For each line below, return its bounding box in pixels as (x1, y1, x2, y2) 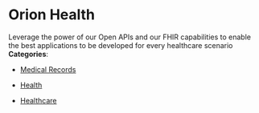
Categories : (8, 49, 49, 59)
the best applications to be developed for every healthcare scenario (8, 40, 233, 50)
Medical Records (19, 64, 76, 74)
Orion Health (8, 6, 95, 24)
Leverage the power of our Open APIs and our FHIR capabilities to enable (8, 32, 252, 42)
